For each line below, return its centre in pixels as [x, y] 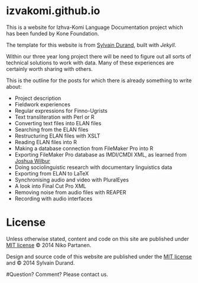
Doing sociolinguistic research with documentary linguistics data [93, 167]
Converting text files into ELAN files [58, 123]
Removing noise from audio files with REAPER [70, 192]
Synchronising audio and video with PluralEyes [72, 180]
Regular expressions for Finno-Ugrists [61, 110]
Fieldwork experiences [43, 104]
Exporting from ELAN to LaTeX [52, 173]
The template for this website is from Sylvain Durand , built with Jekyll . [91, 45]
